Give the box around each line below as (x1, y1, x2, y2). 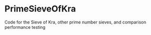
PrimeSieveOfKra (4, 3, 76, 14)
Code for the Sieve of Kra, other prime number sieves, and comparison (4, 19, 147, 25)
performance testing (4, 24, 46, 30)
